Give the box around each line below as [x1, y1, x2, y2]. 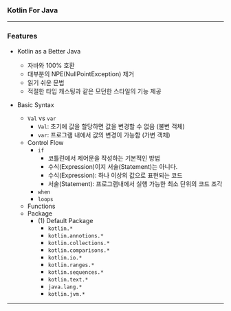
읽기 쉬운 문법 [27, 78, 65, 87]
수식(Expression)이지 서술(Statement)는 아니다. [47, 162, 178, 170]
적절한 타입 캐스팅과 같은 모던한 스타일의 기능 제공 [27, 87, 162, 95]
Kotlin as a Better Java [16, 47, 81, 55]
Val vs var [27, 114, 56, 122]
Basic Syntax [16, 100, 54, 108]
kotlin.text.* [47, 276, 89, 283]
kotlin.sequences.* [47, 268, 104, 276]
